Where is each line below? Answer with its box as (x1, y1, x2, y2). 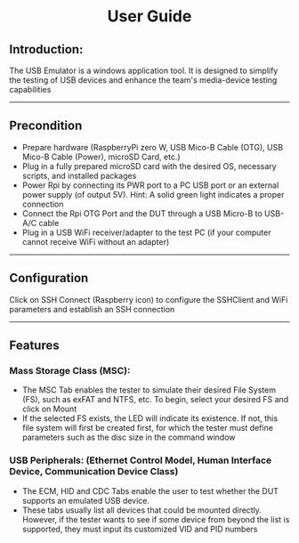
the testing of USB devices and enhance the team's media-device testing (9, 75, 278, 85)
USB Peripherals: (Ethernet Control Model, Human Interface (9, 454, 272, 466)
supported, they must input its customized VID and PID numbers (21, 523, 258, 534)
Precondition (9, 118, 83, 134)
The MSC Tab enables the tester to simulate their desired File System (21, 385, 276, 395)
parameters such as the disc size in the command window (21, 432, 236, 442)
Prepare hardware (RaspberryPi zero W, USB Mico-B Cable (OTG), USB (21, 142, 283, 152)
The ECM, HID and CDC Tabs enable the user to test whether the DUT (21, 485, 279, 496)
